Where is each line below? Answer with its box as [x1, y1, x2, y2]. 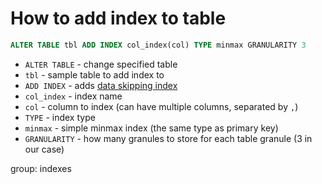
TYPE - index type [24, 111, 96, 123]
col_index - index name [24, 90, 123, 102]
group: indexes [10, 162, 72, 174]
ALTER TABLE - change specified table [24, 58, 178, 70]
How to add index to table [10, 7, 227, 30]
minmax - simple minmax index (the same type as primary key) [24, 122, 279, 134]
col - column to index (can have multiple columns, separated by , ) [24, 100, 299, 112]
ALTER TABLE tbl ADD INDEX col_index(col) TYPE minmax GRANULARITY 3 [10, 40, 307, 50]
